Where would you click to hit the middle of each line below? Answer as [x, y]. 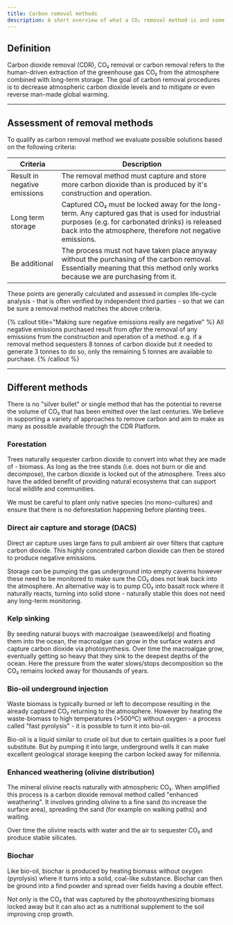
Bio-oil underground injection [58, 689]
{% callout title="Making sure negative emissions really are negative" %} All [115, 322]
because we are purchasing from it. [119, 277]
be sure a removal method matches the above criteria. [84, 309]
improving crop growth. [41, 914]
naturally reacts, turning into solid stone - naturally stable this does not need [116, 593]
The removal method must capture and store [134, 176]
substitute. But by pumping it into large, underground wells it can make [108, 747]
